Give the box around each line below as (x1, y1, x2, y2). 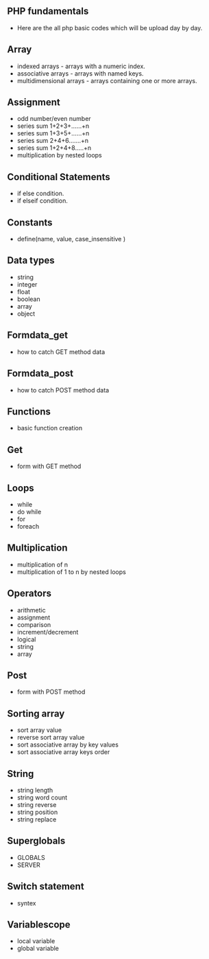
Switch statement (7, 881, 84, 892)
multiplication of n (16, 560, 69, 569)
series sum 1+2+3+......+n (16, 122, 90, 130)
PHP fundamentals (7, 5, 89, 17)
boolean (16, 295, 40, 303)
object (16, 309, 36, 318)
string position (16, 808, 58, 816)
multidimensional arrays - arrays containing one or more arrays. (16, 76, 197, 85)
